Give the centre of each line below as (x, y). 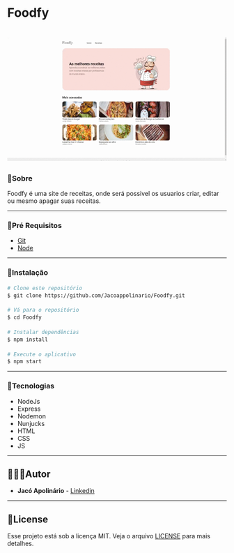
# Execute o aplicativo (42, 354)
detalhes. (21, 544)
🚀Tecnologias (31, 386)
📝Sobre (20, 178)
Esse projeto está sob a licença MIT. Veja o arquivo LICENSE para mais (109, 536)
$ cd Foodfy (24, 318)
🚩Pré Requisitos (35, 226)
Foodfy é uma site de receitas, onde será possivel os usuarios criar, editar (113, 194)
